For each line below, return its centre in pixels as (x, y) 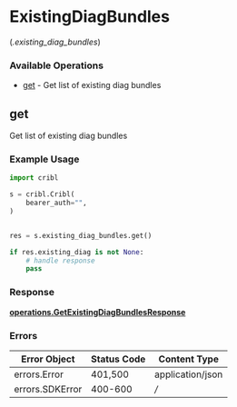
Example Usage (44, 159)
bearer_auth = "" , (57, 203)
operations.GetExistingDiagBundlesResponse (98, 312)
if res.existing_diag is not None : (77, 252)
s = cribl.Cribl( (42, 194)
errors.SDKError (48, 389)
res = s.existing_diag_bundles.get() (81, 235)
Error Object (48, 359)
